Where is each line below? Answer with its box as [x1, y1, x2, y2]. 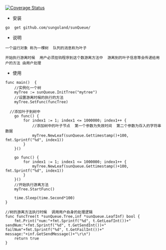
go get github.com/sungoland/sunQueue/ [5, 25, 91, 30]
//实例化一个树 [14, 85, 42, 90]
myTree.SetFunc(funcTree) [14, 99, 69, 104]
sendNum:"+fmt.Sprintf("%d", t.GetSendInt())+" [5, 223, 107, 228]
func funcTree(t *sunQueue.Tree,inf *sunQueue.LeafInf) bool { [5, 214, 140, 219]
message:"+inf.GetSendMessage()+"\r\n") [5, 231, 91, 236]
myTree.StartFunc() [14, 187, 55, 192]
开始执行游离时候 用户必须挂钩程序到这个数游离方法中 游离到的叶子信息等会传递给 [5, 55, 156, 60]
